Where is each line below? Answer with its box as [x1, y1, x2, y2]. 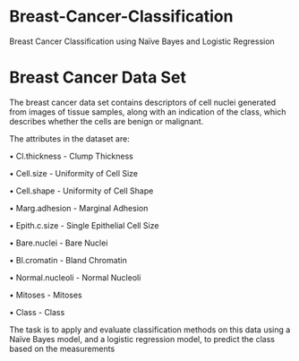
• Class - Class [9, 306, 65, 317]
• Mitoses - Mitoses [9, 289, 82, 300]
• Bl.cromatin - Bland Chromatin [9, 254, 128, 265]
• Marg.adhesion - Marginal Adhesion [9, 202, 149, 213]
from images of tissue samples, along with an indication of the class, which [9, 106, 286, 117]
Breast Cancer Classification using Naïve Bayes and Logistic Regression [9, 36, 275, 47]
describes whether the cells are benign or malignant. [9, 116, 204, 126]
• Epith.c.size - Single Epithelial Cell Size [9, 219, 159, 230]
